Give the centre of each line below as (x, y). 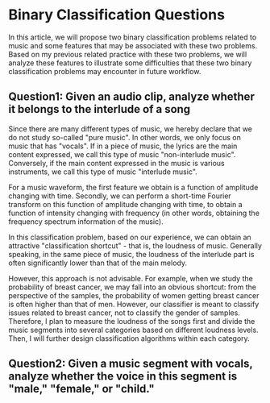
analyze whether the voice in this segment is (123, 376)
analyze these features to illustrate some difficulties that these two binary (130, 63)
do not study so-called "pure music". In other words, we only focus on (125, 137)
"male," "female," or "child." (81, 389)
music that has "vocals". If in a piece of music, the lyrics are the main (123, 146)
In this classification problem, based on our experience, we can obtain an (130, 237)
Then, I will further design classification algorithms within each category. (129, 338)
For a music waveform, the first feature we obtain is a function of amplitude (133, 187)
